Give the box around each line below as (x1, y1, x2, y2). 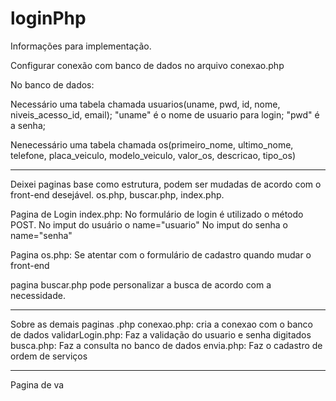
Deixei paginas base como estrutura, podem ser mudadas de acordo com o (10, 178, 322, 190)
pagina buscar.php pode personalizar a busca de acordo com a (10, 278, 272, 291)
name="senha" (10, 229, 73, 241)
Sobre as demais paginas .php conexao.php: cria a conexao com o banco (10, 318, 313, 330)
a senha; (10, 119, 46, 131)
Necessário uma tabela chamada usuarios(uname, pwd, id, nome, (10, 98, 281, 110)
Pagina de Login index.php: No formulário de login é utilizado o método (10, 208, 304, 220)
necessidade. (10, 289, 66, 301)
